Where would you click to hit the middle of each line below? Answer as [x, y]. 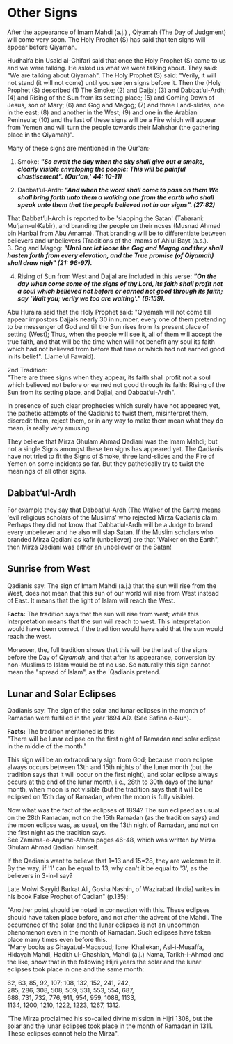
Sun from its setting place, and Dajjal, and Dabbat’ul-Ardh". [91, 392]
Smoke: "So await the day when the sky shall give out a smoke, [111, 161]
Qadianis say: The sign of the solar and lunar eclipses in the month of [106, 711]
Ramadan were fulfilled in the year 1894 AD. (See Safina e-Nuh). [99, 718]
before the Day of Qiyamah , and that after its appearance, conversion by [111, 657]
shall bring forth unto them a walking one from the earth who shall [115, 197]
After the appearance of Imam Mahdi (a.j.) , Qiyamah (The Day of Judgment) [117, 32]
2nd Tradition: [27, 370]
